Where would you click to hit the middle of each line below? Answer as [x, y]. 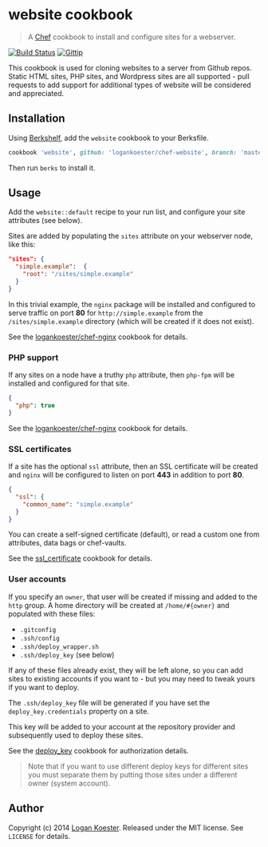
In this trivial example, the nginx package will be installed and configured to [132, 304]
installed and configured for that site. [69, 384]
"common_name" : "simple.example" [78, 504]
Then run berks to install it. [52, 168]
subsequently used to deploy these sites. [76, 735]
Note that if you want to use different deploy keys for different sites [138, 766]
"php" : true [35, 406]
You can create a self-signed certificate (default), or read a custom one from [134, 534]
